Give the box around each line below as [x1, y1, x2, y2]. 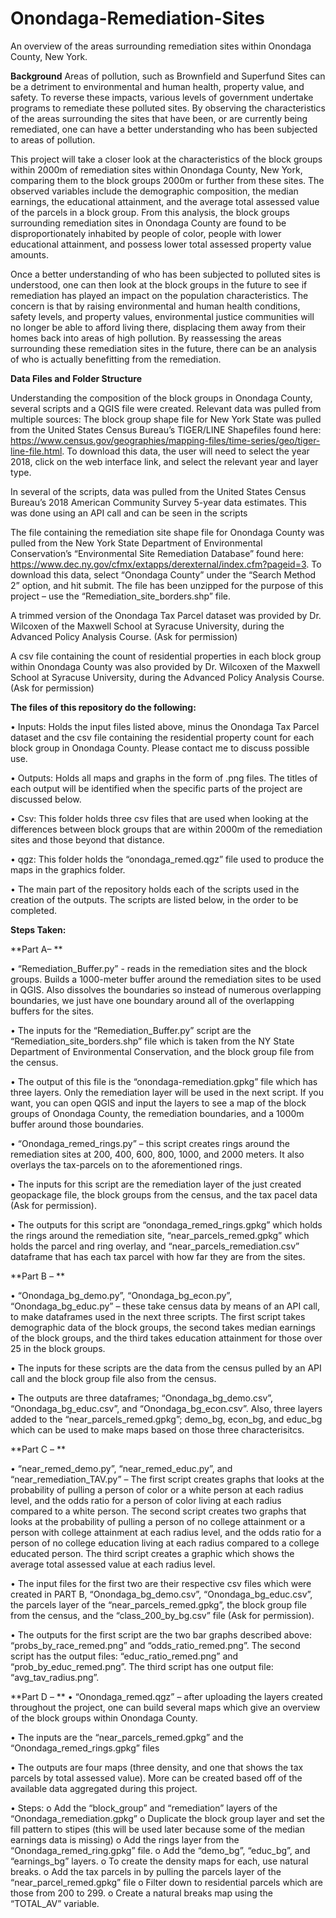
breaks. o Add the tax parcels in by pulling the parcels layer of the [10, 1865, 282, 1877]
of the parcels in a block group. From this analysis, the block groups [10, 206, 290, 218]
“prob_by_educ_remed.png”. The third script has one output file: [10, 1660, 274, 1672]
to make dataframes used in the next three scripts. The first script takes [10, 1310, 306, 1322]
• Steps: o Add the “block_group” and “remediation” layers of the [10, 1802, 278, 1814]
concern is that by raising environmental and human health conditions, [10, 300, 301, 312]
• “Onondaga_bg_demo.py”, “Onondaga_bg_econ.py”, [10, 1289, 233, 1301]
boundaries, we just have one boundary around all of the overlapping [10, 994, 295, 1006]
